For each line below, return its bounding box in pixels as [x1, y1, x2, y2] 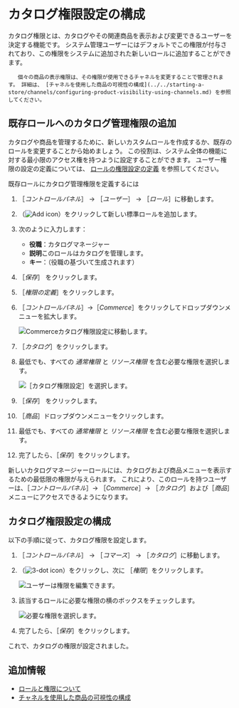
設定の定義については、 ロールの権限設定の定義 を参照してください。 [20, 164, 223, 173]
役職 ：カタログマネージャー [28, 240, 110, 248]
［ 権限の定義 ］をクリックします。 [18, 287, 118, 296]
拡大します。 [43, 312, 81, 320]
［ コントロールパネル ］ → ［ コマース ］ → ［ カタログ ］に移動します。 [18, 551, 224, 559]
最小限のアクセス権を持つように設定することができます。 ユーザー [26, 155, 221, 164]
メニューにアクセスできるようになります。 [8, 492, 132, 501]
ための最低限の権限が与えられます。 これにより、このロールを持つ [14, 475, 208, 483]
